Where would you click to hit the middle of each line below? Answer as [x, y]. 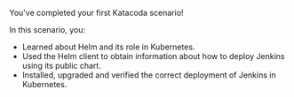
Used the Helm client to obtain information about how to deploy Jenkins [153, 56]
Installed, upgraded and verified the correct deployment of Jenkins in [149, 75]
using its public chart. [62, 66]
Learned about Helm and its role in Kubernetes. [108, 47]
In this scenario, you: [48, 30]
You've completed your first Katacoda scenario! [96, 13]
